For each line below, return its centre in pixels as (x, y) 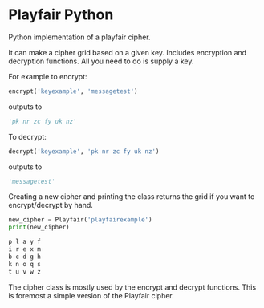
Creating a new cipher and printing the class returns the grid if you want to (132, 197)
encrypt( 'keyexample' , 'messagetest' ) (73, 91)
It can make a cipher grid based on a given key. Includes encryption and (128, 52)
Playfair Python (61, 15)
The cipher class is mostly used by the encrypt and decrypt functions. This (132, 287)
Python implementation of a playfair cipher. (79, 37)
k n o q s (25, 264)
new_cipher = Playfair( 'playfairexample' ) (80, 220)
